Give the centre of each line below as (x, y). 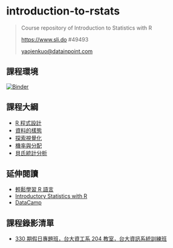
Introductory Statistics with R (51, 196)
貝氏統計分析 (31, 153)
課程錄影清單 (30, 223)
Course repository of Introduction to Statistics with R (86, 28)
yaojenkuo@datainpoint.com (57, 51)
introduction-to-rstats (63, 11)
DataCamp (28, 203)
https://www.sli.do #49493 (55, 39)
